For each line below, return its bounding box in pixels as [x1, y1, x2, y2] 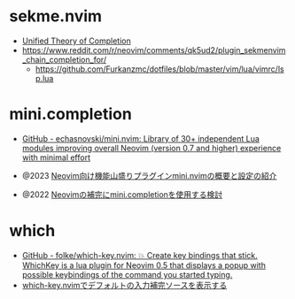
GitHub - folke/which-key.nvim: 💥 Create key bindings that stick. [21, 249, 259, 260]
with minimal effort [21, 152, 91, 163]
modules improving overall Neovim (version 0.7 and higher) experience [21, 142, 282, 153]
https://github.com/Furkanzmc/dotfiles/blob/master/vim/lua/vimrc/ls [35, 64, 285, 74]
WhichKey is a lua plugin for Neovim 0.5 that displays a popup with [21, 259, 266, 271]
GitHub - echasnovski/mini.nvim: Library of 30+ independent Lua [21, 133, 260, 143]
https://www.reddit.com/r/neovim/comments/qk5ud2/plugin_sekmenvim [21, 44, 286, 55]
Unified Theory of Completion [21, 35, 131, 46]
